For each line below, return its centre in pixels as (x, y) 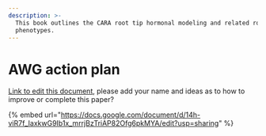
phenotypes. (35, 30)
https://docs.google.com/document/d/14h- (131, 115)
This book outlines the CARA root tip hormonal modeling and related (132, 23)
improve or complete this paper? (61, 100)
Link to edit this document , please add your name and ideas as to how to (127, 91)
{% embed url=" (35, 115)
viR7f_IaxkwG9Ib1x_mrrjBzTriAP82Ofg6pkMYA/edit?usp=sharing (114, 123)
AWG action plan (64, 69)
